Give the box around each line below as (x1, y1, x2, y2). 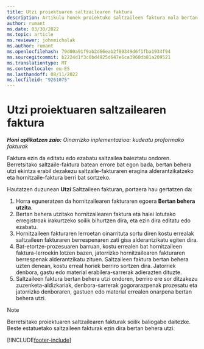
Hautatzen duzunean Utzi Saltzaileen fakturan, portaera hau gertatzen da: (7, 186, 193, 193)
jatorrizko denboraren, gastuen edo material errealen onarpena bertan (15, 288, 192, 295)
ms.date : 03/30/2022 (7, 26, 60, 32)
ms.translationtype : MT (7, 60, 68, 66)
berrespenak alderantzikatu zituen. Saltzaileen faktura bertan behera (15, 256, 189, 263)
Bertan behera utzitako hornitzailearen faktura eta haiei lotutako (15, 211, 176, 218)
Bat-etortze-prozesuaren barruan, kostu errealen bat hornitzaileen (15, 243, 182, 250)
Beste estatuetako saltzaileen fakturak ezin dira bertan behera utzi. (7, 325, 175, 332)
